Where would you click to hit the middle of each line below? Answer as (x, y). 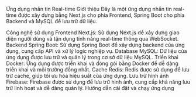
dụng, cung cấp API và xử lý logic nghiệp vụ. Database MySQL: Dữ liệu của (97, 51)
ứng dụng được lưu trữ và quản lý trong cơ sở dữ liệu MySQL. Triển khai (92, 57)
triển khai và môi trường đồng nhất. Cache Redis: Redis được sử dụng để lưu (98, 69)
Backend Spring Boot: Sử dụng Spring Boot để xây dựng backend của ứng (96, 45)
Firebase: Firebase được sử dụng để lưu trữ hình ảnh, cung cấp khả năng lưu (98, 82)
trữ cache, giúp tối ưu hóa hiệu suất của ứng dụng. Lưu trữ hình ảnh (87, 76)
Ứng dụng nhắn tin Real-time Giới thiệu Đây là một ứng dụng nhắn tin (89, 9)
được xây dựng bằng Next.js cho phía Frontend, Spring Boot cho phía (101, 15)
